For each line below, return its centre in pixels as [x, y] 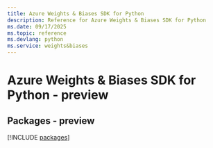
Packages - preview [51, 121]
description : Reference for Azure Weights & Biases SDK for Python [107, 20]
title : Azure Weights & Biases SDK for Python [76, 14]
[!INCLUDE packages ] [39, 137]
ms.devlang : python [35, 40]
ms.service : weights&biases [48, 46]
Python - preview [58, 95]
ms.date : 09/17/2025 [37, 26]
